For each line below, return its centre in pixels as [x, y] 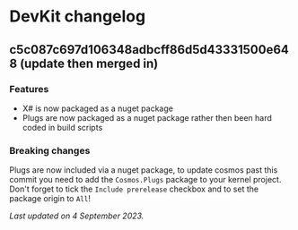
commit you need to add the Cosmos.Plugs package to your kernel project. [145, 180]
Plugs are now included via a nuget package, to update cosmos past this [144, 170]
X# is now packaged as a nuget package [97, 108]
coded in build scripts [62, 127]
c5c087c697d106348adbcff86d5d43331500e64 [149, 50]
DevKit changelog [78, 17]
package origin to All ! [50, 199]
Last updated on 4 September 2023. [77, 216]
